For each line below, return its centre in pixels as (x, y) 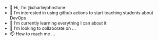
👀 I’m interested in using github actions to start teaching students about (81, 13)
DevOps (18, 18)
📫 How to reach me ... (32, 34)
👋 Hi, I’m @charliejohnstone (38, 8)
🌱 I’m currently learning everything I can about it (58, 23)
